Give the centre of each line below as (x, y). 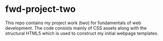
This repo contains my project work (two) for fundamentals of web (73, 23)
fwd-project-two (41, 9)
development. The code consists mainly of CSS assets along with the (76, 28)
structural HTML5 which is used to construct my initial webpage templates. (82, 33)
